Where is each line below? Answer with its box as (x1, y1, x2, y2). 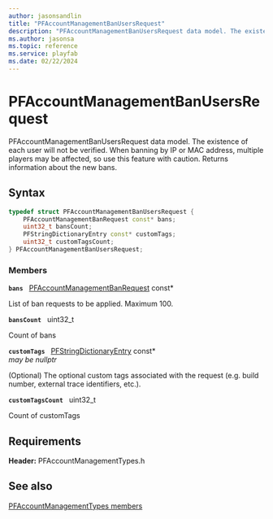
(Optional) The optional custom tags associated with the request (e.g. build (8, 371, 259, 381)
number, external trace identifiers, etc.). (8, 379, 141, 389)
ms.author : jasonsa (8, 34, 75, 43)
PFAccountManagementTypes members (8, 501, 143, 511)
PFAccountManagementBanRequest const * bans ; (23, 215, 176, 224)
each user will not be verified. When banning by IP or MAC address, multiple (8, 145, 264, 155)
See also (8, 479, 53, 493)
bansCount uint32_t (8, 315, 75, 325)
